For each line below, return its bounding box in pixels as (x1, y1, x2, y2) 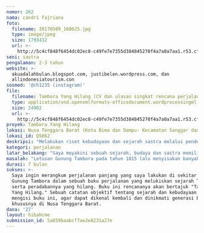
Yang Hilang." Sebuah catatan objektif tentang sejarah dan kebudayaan (12, 189, 197, 195)
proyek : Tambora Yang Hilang (6, 122, 80, 128)
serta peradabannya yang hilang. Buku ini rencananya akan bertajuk (12, 184, 189, 190)
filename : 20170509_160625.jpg (12, 25, 91, 32)
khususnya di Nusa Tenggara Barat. (12, 201, 102, 207)
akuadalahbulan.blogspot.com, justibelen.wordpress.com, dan (12, 71, 170, 77)
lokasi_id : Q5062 (6, 133, 50, 140)
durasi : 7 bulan (6, 161, 47, 167)
